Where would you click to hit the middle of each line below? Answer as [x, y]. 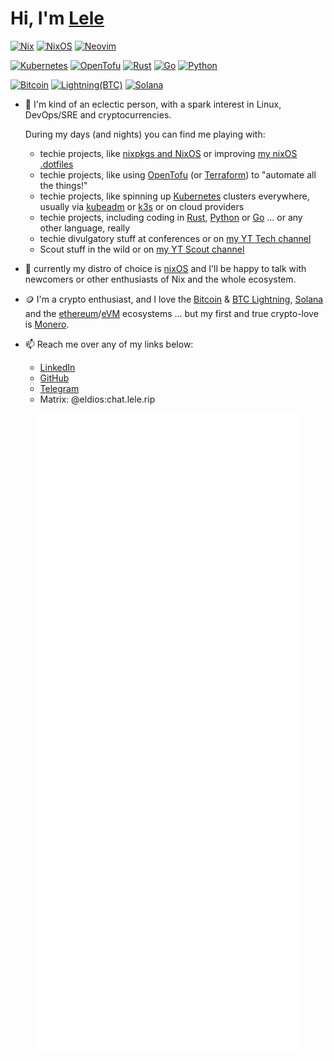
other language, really [85, 228]
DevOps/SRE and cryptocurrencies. [98, 114]
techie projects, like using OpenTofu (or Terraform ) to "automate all [178, 174]
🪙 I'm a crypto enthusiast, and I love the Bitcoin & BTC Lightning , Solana [174, 299]
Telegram [59, 388]
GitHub [54, 378]
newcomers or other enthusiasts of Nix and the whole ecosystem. [160, 279]
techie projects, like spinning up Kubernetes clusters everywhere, [174, 196]
